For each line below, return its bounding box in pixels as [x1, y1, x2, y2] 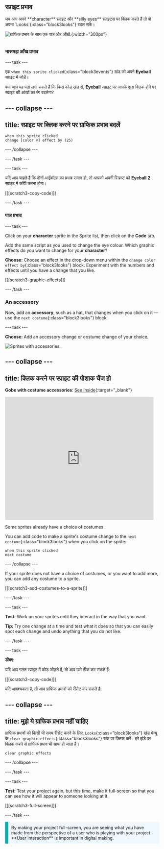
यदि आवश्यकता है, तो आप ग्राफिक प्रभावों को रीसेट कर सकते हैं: [5, 686, 102, 692]
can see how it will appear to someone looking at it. [5, 793, 109, 799]
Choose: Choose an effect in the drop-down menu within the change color [5, 257, 156, 263]
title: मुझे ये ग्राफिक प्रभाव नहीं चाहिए [5, 717, 88, 726]
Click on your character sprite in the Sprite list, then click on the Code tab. [5, 233, 156, 239]
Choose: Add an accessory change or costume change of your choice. [5, 334, 149, 340]
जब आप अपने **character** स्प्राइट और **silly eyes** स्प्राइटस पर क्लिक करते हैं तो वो [5, 16, 152, 22]
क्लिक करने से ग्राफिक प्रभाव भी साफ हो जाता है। [5, 741, 80, 747]
